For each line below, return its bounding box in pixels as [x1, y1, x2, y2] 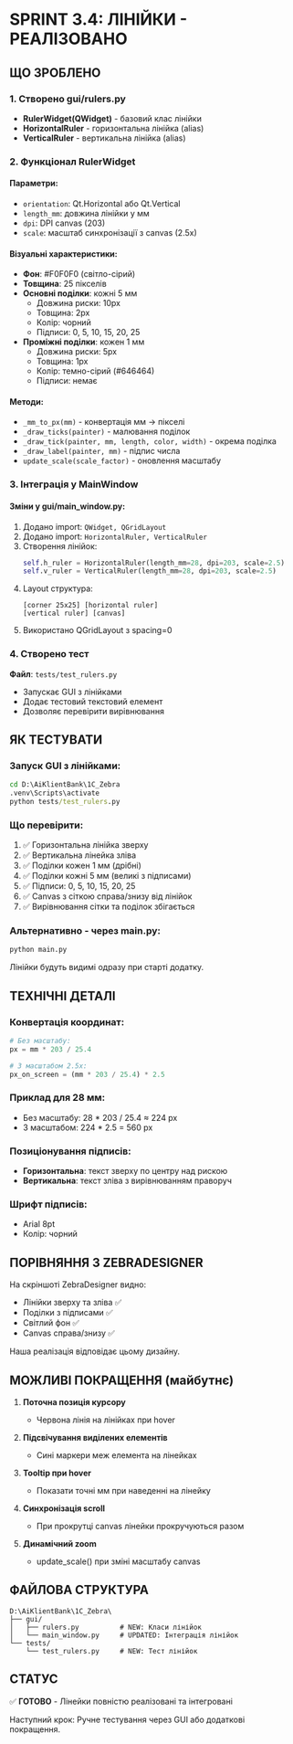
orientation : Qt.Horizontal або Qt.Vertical [22, 198, 181, 209]
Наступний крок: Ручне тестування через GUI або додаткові [9, 1714, 246, 1725]
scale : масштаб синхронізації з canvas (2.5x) [22, 227, 198, 238]
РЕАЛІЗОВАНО [9, 28, 128, 49]
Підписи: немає [36, 375, 98, 386]
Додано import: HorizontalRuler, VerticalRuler [22, 531, 208, 542]
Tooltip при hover [22, 1467, 91, 1479]
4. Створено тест [9, 648, 89, 661]
